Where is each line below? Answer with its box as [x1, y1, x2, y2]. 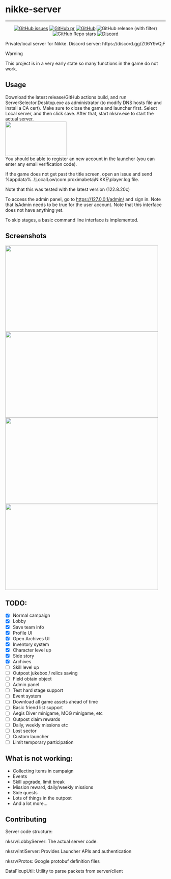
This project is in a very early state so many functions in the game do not [5, 60, 158, 66]
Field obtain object [12, 676, 52, 682]
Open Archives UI [12, 635, 50, 641]
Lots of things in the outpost [12, 795, 72, 801]
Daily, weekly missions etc [12, 722, 68, 728]
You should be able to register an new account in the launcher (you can [5, 156, 155, 162]
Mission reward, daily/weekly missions [12, 784, 94, 790]
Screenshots [5, 232, 47, 240]
